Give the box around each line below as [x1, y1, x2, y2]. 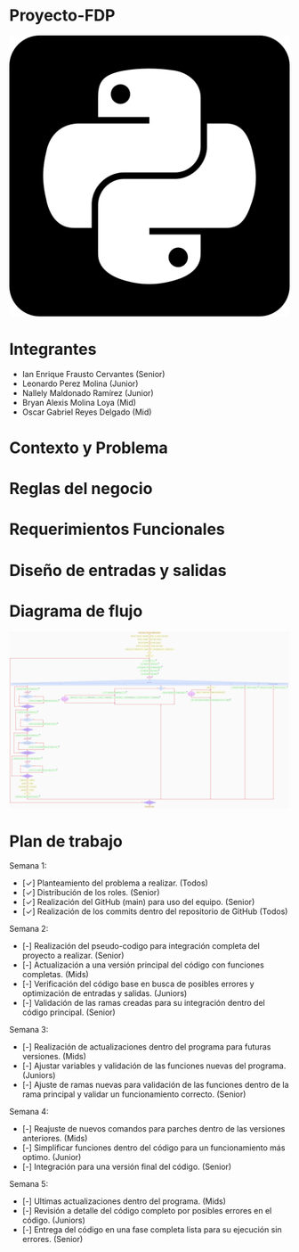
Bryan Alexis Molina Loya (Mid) [21, 397, 136, 408]
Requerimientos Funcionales [9, 519, 225, 540]
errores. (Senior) [21, 1234, 84, 1245]
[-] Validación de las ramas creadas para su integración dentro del [21, 998, 265, 1009]
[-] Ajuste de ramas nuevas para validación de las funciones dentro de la [21, 1080, 289, 1091]
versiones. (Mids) [21, 1051, 87, 1062]
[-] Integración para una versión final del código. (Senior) [21, 1161, 232, 1173]
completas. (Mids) [21, 969, 89, 980]
